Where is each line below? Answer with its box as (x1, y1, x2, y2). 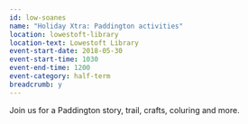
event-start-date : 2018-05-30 (9, 47, 124, 56)
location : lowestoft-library (9, 30, 119, 39)
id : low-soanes (9, 13, 67, 22)
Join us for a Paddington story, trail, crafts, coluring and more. (9, 104, 241, 115)
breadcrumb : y (9, 80, 63, 89)
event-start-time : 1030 (9, 55, 99, 64)
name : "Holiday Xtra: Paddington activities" (9, 22, 183, 31)
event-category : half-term (9, 72, 111, 81)
